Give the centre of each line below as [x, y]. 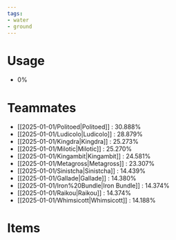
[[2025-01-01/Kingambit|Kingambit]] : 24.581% [84, 156]
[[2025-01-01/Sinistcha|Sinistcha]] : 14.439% [81, 171]
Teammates [42, 108]
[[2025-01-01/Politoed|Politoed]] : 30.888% [79, 127]
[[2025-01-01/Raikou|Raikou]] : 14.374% [74, 193]
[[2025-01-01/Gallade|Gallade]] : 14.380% [77, 178]
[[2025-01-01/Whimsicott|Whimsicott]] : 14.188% [86, 201]
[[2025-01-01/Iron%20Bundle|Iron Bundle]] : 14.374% [93, 186]
